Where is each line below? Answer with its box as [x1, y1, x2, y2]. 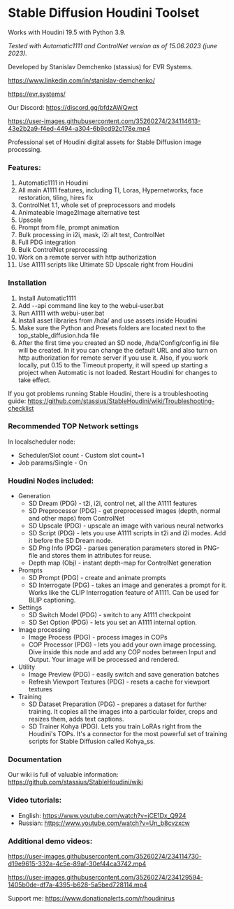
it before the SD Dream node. [28, 537, 113, 545]
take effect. [17, 376, 52, 384]
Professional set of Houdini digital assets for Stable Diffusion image [8, 138, 202, 146]
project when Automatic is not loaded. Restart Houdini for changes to [17, 368, 217, 376]
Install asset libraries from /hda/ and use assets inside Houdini [17, 316, 198, 325]
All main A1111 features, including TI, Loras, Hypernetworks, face [17, 186, 203, 195]
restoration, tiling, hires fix [17, 194, 94, 202]
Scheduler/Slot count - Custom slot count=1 [17, 451, 145, 459]
